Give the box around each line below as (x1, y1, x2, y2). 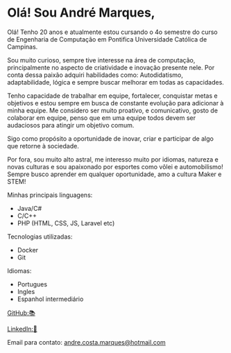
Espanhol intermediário (17, 295, 84, 303)
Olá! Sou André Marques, (7, 5, 155, 21)
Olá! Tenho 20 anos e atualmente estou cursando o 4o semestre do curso (7, 28, 218, 36)
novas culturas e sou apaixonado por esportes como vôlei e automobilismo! (7, 162, 223, 171)
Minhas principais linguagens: (7, 191, 93, 199)
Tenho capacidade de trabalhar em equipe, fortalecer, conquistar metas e (7, 92, 218, 100)
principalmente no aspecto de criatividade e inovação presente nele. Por (7, 63, 215, 71)
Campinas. (7, 42, 38, 51)
